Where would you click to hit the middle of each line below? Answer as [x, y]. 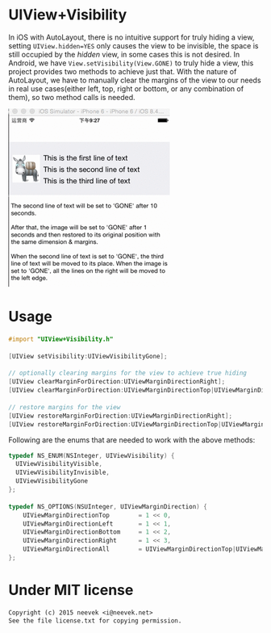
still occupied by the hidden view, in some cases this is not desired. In [124, 54]
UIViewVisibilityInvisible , [63, 473]
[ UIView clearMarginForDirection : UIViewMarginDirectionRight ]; [117, 382]
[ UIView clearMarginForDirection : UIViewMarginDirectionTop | [112, 390]
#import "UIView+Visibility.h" [61, 339]
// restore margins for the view [65, 407]
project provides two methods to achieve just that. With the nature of [123, 71]
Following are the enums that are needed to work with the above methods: [132, 440]
